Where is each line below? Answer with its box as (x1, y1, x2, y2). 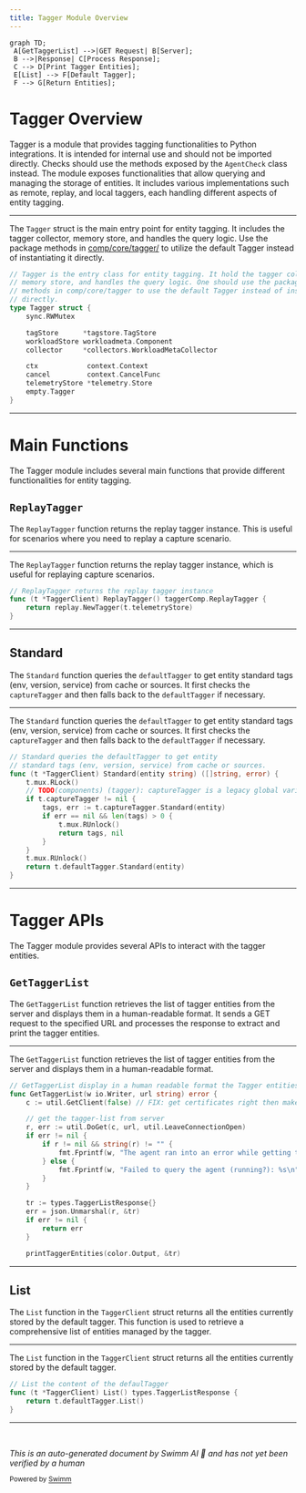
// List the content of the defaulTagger (9, 1380, 169, 1389)
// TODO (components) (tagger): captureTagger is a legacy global (25, 786, 280, 796)
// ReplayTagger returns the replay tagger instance (9, 586, 214, 595)
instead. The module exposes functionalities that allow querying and (9, 168, 266, 179)
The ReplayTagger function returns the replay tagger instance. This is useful (9, 523, 293, 534)
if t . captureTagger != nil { (25, 795, 137, 804)
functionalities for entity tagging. (9, 475, 132, 486)
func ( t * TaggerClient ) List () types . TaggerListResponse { (9, 1388, 239, 1397)
